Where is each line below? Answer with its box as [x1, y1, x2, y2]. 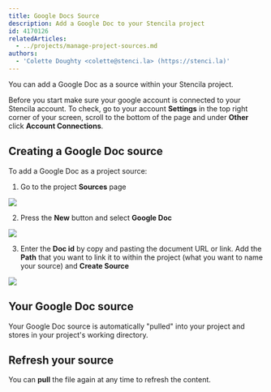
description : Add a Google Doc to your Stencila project [8, 19, 205, 28]
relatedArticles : [8, 34, 67, 43]
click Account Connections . [8, 121, 104, 131]
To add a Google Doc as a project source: [8, 166, 148, 175]
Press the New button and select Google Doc [19, 213, 172, 222]
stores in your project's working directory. [8, 330, 148, 339]
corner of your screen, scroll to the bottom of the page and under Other [8, 112, 249, 122]
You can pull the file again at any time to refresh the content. [8, 375, 211, 385]
